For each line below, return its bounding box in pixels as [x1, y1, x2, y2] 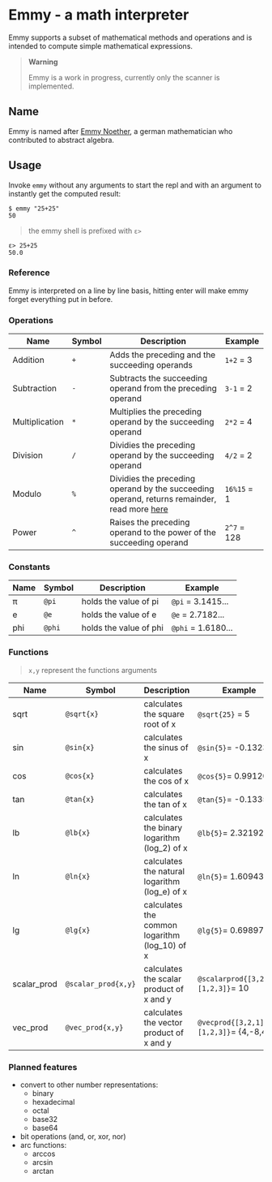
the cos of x [143, 775, 189, 787]
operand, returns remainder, [109, 494, 217, 505]
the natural [143, 865, 185, 877]
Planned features [8, 1061, 78, 1072]
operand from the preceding [109, 383, 217, 395]
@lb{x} [65, 828, 91, 837]
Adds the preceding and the [109, 349, 216, 360]
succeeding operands [109, 360, 193, 371]
